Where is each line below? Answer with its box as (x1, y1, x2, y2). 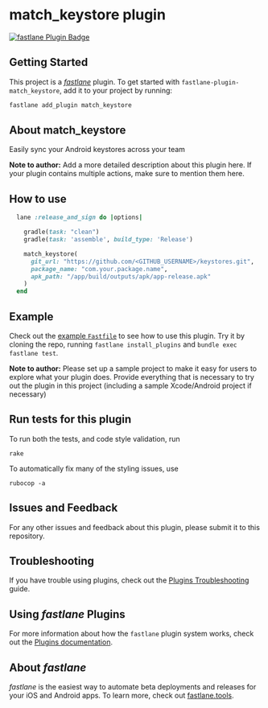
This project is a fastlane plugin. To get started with (9, 76, 180, 86)
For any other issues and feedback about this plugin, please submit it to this (9, 522, 261, 532)
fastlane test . (9, 348, 59, 357)
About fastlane (9, 661, 87, 674)
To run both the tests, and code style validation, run (9, 434, 180, 443)
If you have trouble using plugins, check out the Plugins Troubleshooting (9, 575, 249, 585)
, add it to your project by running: (60, 85, 172, 95)
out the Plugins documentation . (9, 637, 113, 647)
